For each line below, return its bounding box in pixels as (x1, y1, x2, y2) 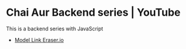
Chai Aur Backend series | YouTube (6, 6, 181, 19)
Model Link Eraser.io (14, 36, 64, 43)
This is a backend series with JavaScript (6, 25, 104, 32)
